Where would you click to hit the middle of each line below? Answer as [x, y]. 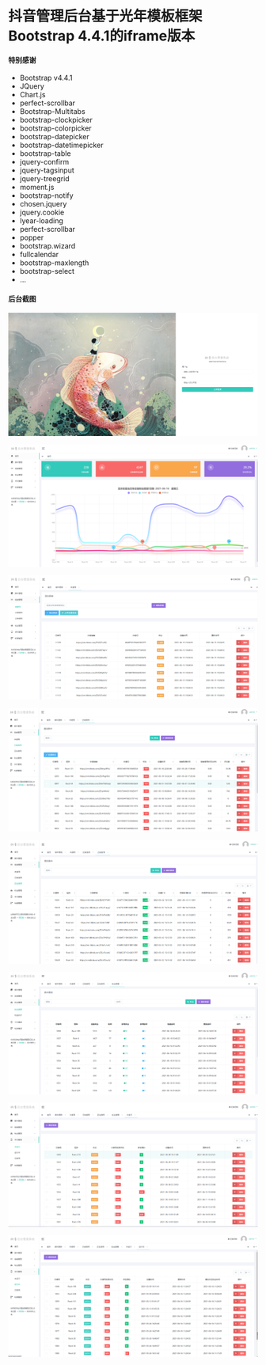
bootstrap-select [47, 271]
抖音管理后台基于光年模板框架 [106, 16]
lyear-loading [41, 221]
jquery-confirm [44, 162]
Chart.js [32, 95]
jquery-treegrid [44, 179]
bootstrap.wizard [47, 246]
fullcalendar [39, 255]
